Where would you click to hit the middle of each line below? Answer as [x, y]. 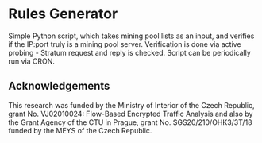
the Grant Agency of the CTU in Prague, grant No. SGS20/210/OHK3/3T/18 [130, 122]
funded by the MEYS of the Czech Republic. [80, 130]
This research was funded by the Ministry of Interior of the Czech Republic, [132, 105]
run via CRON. [32, 61]
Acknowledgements [59, 86]
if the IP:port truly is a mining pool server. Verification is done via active [125, 44]
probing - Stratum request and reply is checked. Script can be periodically [130, 52]
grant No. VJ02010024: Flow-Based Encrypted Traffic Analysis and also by [131, 114]
